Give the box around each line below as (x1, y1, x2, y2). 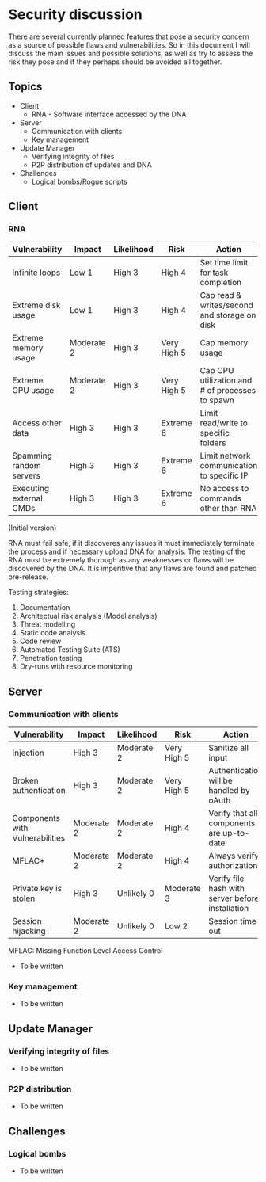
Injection (12, 747, 45, 758)
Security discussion (8, 6, 142, 24)
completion (199, 277, 242, 288)
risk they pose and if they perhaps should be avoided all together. (8, 57, 222, 67)
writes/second (199, 299, 253, 311)
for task (199, 267, 229, 278)
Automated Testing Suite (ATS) (19, 645, 120, 654)
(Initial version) (8, 523, 57, 532)
